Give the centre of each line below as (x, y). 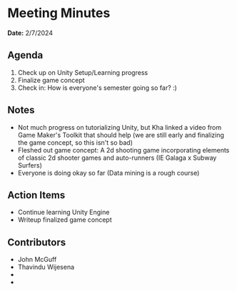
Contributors (37, 242)
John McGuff (37, 260)
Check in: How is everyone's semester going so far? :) (97, 88)
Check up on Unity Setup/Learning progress (83, 72)
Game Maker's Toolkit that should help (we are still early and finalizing (121, 135)
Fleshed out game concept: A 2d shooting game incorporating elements (123, 150)
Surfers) (30, 165)
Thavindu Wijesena (46, 267)
